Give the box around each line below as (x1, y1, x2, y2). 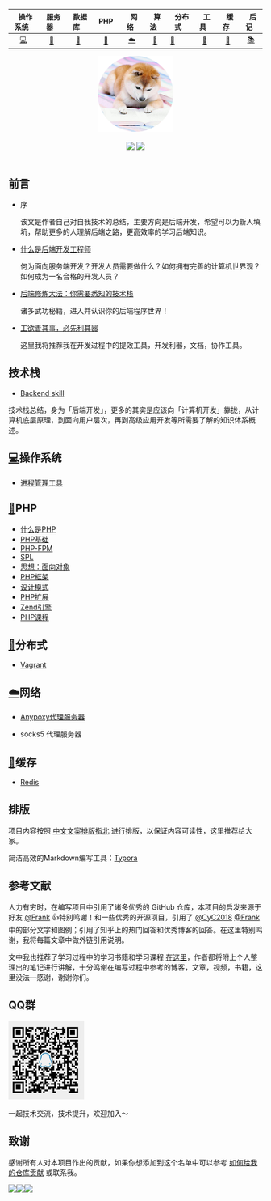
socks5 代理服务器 (19, 729, 82, 739)
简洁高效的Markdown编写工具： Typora (8, 853, 138, 863)
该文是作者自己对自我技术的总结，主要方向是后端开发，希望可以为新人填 (19, 217, 261, 227)
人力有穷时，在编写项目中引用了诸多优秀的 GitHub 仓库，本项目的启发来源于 (8, 902, 262, 911)
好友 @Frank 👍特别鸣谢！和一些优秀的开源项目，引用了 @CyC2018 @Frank (8, 912, 261, 922)
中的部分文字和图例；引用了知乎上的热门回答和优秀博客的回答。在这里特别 (8, 924, 256, 935)
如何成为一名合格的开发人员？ (19, 272, 119, 282)
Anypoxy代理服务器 (19, 712, 85, 722)
